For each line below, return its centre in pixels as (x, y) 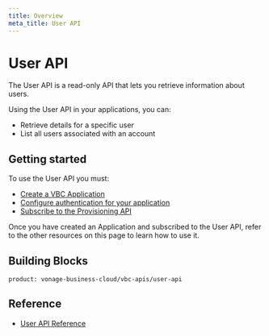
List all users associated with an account (88, 134)
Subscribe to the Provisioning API (76, 211)
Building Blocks (48, 261)
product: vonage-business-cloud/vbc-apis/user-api (95, 280)
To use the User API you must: (59, 179)
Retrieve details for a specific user (77, 125)
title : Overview (36, 16)
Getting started (48, 159)
